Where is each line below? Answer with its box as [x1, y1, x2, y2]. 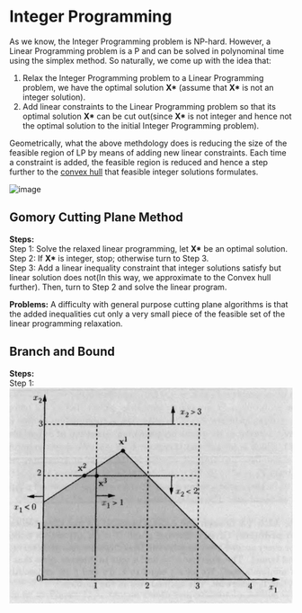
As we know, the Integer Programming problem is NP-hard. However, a [9, 36, 271, 47]
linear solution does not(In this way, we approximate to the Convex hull [9, 271, 271, 282]
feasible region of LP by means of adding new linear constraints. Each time [9, 147, 287, 158]
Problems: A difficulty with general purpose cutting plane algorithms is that [9, 298, 289, 309]
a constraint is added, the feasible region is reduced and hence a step [9, 156, 268, 167]
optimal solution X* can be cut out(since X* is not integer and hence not [22, 111, 292, 121]
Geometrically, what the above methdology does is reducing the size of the [9, 138, 288, 148]
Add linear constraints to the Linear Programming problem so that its [22, 101, 277, 111]
